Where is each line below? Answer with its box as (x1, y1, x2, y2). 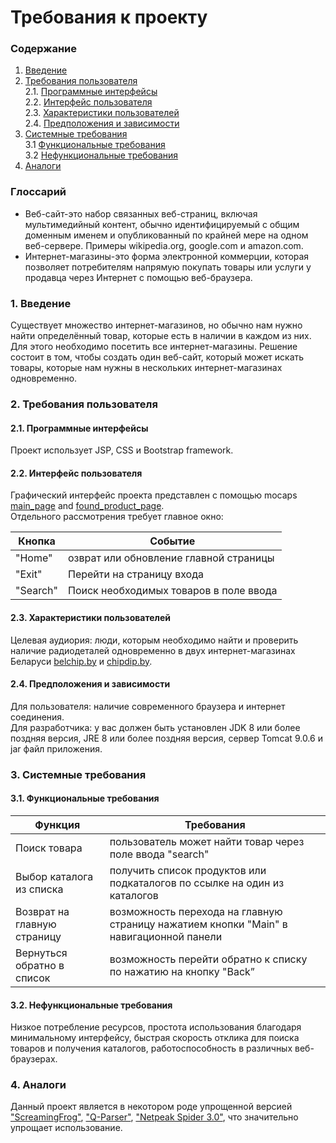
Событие (149, 534, 196, 548)
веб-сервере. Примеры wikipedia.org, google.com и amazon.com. (24, 239, 304, 251)
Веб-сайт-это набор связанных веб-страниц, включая (24, 207, 258, 220)
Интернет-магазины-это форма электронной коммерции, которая (24, 250, 310, 262)
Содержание (10, 42, 78, 56)
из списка (15, 882, 64, 896)
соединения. (10, 711, 65, 723)
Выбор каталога (15, 869, 94, 883)
